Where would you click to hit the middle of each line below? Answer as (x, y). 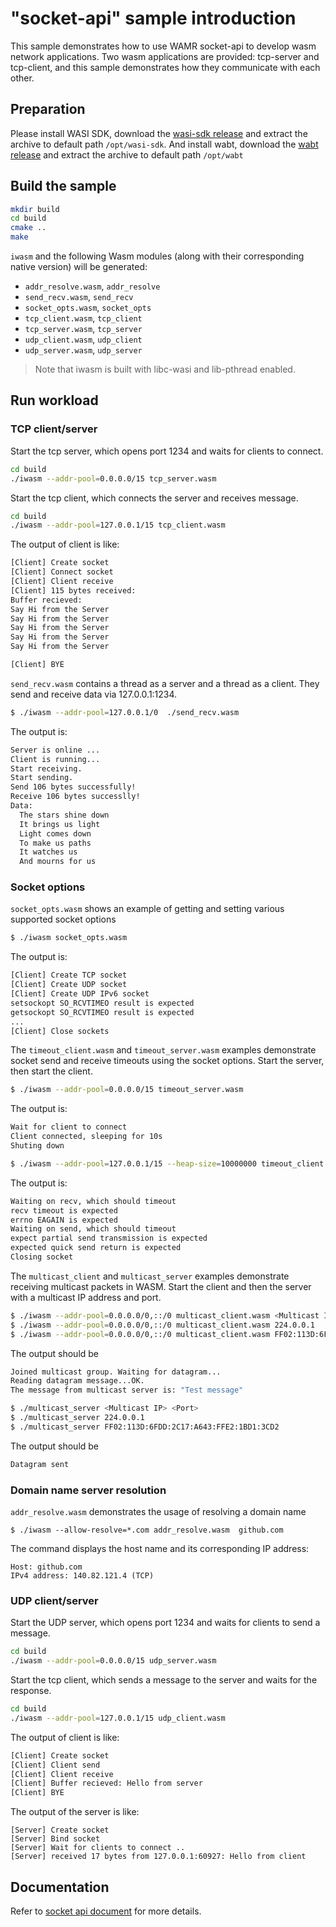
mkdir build (35, 209)
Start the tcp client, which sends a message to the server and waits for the (164, 1680)
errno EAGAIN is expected (64, 1220)
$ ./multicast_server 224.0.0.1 (77, 1418)
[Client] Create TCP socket (69, 975)
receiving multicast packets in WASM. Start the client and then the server (161, 1286)
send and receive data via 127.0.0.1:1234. (94, 694)
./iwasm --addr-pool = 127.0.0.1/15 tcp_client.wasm (118, 525)
